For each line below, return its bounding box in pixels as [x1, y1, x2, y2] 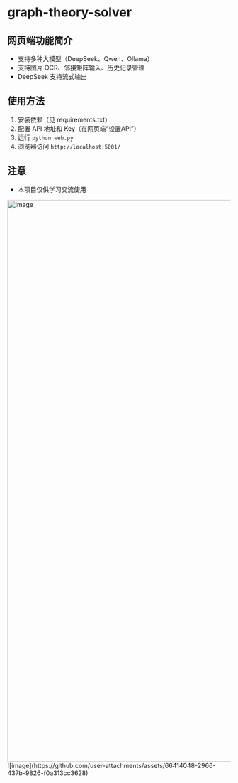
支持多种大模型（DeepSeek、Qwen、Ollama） [17, 55, 154, 63]
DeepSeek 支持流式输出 [17, 73, 87, 80]
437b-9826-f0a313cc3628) [7, 769, 89, 777]
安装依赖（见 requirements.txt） [17, 115, 112, 124]
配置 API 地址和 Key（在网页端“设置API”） [17, 124, 140, 132]
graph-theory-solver [7, 4, 132, 21]
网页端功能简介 [7, 34, 73, 46]
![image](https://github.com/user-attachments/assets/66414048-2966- [7, 761, 216, 769]
